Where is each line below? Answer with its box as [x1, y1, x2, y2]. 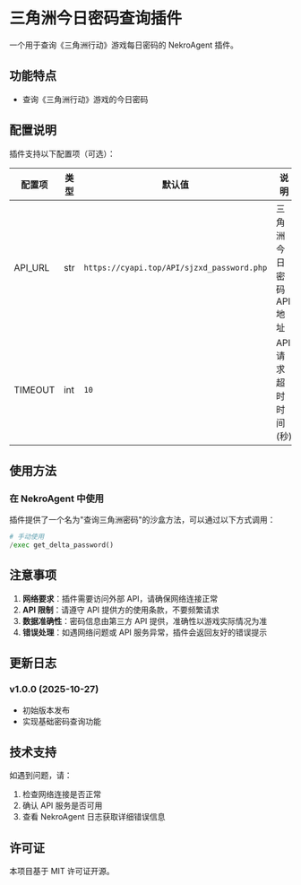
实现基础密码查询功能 [21, 716, 101, 726]
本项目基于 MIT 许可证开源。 [9, 866, 115, 877]
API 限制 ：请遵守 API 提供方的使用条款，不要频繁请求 [21, 604, 219, 615]
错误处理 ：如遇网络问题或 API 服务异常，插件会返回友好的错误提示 [21, 627, 268, 638]
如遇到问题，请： [9, 770, 73, 781]
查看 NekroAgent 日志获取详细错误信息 [21, 811, 166, 822]
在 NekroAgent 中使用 [9, 492, 105, 505]
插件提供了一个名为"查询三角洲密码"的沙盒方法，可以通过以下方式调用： [9, 515, 276, 525]
